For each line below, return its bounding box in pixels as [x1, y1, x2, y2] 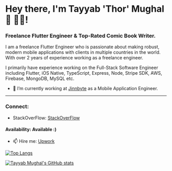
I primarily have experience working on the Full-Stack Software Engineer [5, 65, 159, 71]
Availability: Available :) [5, 126, 57, 133]
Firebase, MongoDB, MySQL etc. [5, 75, 75, 82]
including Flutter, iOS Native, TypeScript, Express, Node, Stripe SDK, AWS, [5, 70, 162, 76]
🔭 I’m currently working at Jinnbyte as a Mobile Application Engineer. [12, 85, 158, 92]
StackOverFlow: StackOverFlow [12, 115, 80, 121]
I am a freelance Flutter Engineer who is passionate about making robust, [5, 44, 160, 50]
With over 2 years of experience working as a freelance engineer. [5, 55, 143, 61]
